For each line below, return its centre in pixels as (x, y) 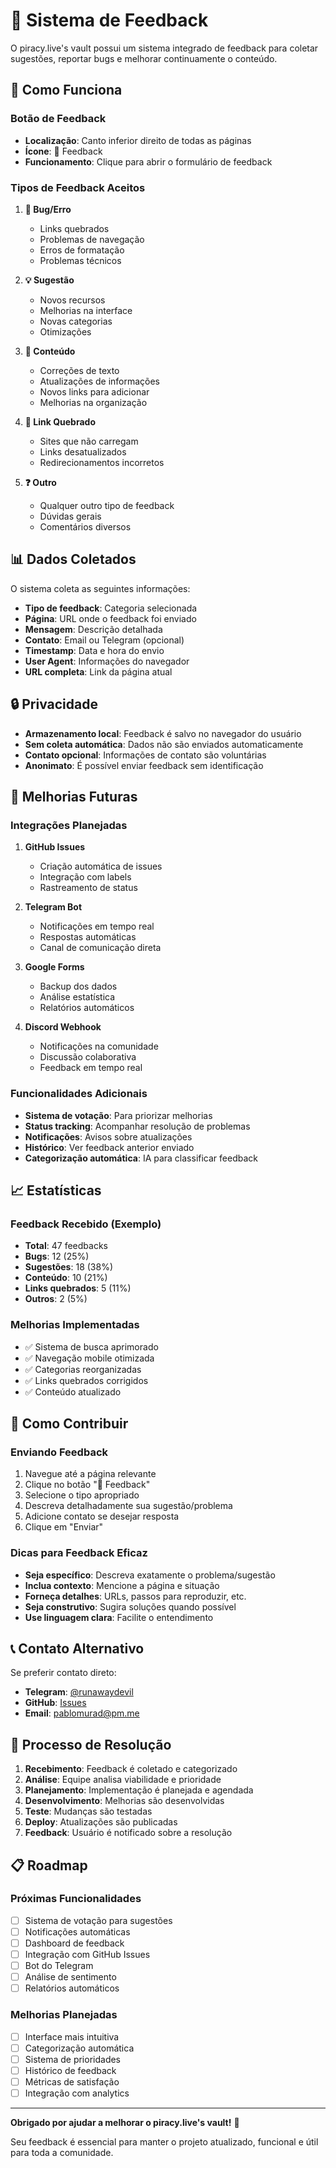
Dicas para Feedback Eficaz (79, 1553)
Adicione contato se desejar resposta (102, 1516)
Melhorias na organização (93, 402)
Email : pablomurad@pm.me (82, 1713)
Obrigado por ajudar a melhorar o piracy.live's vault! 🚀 (125, 2122)
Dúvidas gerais (70, 516)
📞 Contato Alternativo (77, 1648)
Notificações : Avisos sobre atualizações (108, 1136)
